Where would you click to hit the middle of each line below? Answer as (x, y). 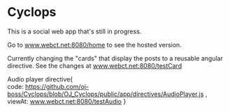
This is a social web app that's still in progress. (74, 31)
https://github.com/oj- (57, 86)
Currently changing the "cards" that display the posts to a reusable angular (115, 58)
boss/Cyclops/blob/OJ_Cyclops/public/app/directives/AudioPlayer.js (106, 94)
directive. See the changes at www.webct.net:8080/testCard (95, 65)
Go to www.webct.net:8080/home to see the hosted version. (94, 45)
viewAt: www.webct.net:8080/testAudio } (67, 101)
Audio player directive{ (40, 79)
